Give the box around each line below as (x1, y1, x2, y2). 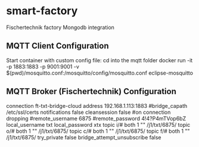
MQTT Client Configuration (6, 41, 109, 51)
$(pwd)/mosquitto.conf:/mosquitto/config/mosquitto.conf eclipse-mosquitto (6, 69, 194, 76)
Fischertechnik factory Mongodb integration (6, 24, 115, 31)
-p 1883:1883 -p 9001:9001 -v (6, 63, 79, 70)
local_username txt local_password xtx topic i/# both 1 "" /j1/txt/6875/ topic (6, 121, 191, 128)
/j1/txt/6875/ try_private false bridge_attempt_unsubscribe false (6, 133, 162, 140)
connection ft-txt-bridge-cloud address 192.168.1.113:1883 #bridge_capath (6, 102, 188, 109)
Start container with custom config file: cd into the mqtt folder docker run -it (6, 56, 193, 63)
